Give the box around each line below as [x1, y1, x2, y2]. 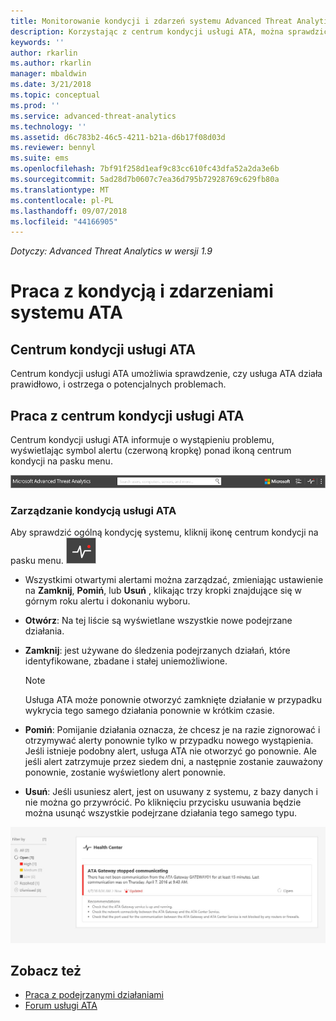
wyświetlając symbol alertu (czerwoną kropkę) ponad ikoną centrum [10, 445, 292, 457]
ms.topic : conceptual [10, 90, 101, 100]
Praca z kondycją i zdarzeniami [10, 280, 274, 303]
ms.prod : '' [10, 100, 60, 110]
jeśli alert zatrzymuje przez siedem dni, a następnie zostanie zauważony [24, 756, 323, 768]
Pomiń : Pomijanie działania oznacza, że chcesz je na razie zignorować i [24, 724, 321, 736]
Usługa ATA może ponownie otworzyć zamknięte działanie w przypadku [24, 694, 322, 706]
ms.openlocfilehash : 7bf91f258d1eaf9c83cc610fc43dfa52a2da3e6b [10, 164, 280, 174]
